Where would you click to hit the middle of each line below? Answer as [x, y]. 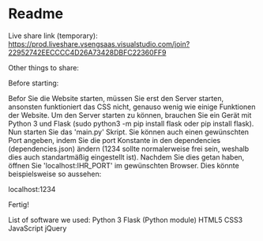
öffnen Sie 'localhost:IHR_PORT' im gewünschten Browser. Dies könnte [124, 165]
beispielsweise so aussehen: [55, 174]
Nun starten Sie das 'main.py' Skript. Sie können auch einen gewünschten [129, 132]
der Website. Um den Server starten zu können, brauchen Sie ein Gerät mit [130, 115]
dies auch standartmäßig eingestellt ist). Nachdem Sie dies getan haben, [126, 157]
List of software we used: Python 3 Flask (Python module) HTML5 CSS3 [126, 220]
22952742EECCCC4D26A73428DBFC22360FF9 [87, 52]
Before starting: [34, 83]
